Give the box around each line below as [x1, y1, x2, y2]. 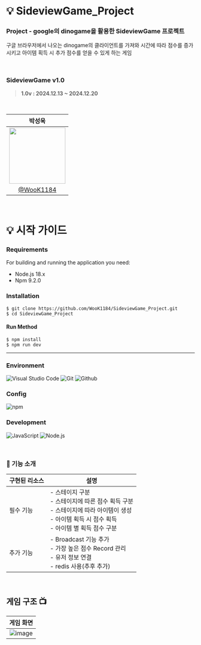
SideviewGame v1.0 [6, 76, 65, 84]
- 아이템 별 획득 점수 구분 [50, 524, 117, 532]
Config [6, 390, 27, 398]
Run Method [6, 323, 38, 330]
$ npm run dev [6, 342, 42, 348]
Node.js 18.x [14, 270, 45, 278]
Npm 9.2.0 [14, 277, 41, 284]
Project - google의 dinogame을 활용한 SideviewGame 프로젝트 [6, 27, 185, 35]
